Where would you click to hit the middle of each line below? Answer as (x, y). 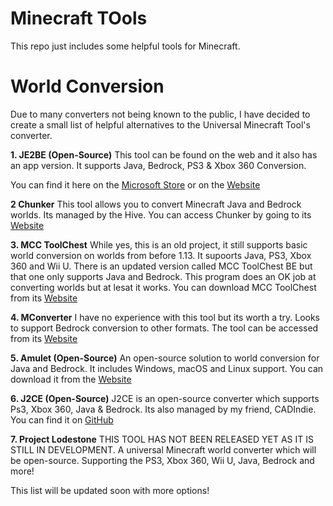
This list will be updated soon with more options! (110, 490)
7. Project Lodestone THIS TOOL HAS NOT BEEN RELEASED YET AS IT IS (162, 439)
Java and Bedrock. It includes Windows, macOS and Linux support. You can (167, 368)
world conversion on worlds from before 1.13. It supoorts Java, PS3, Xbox (161, 255)
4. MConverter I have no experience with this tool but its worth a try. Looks (165, 317)
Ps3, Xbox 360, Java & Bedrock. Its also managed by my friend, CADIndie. (163, 409)
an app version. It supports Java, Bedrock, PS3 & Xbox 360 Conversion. (158, 165)
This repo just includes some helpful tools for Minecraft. (125, 46)
